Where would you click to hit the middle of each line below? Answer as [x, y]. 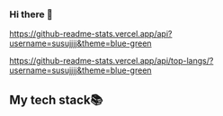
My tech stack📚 [56, 99]
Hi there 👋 [31, 14]
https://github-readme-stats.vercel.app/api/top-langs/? [111, 61]
